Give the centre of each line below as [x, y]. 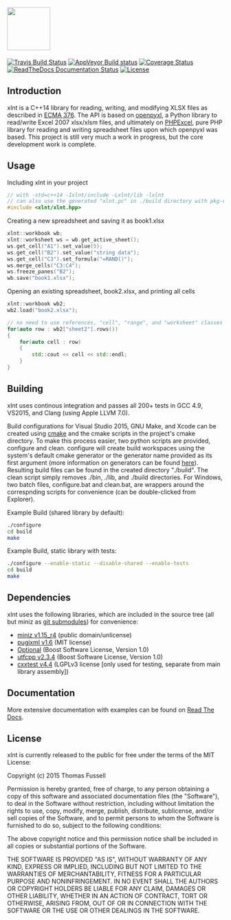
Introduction [34, 91]
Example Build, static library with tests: [62, 551]
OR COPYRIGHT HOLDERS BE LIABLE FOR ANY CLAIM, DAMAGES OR [107, 889]
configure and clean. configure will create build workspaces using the [106, 448]
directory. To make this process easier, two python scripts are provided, [109, 441]
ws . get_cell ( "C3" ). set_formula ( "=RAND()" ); [70, 259]
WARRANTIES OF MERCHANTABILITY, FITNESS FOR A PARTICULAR [104, 874]
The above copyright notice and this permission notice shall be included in [112, 839]
